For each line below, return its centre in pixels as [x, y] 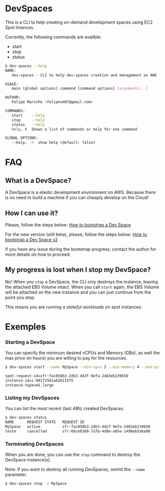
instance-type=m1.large [29, 385]
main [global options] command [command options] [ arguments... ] [80, 89]
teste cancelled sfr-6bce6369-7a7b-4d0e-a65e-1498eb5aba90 [78, 431]
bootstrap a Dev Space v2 [31, 240]
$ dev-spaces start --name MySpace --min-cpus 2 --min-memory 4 [72, 367]
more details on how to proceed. [38, 254]
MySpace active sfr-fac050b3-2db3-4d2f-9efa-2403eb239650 [78, 427]
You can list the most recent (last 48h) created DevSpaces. [65, 408]
